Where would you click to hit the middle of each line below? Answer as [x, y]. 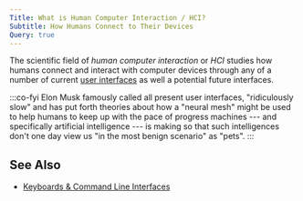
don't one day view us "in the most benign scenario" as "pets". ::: [132, 136]
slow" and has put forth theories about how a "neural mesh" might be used [151, 107]
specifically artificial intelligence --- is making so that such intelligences [145, 126]
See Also [35, 165]
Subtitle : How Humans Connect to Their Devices [102, 26]
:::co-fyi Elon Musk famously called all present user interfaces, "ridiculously [151, 97]
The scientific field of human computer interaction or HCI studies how [141, 61]
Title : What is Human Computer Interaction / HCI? [108, 18]
